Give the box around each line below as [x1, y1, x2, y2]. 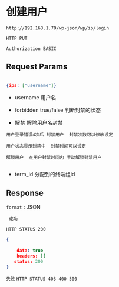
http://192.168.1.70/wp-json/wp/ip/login [6, 25, 110, 31]
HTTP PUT [6, 35, 28, 41]
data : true [16, 248, 44, 253]
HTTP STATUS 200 [6, 226, 46, 232]
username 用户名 [14, 94, 57, 101]
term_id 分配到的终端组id [14, 171, 75, 178]
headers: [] [16, 253, 46, 259]
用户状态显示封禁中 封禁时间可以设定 [6, 143, 87, 149]
